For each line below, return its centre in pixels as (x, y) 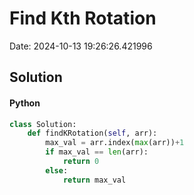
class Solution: (43, 124)
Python (25, 103)
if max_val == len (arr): (97, 152)
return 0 (81, 162)
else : (57, 170)
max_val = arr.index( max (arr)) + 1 (115, 143)
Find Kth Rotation (83, 18)
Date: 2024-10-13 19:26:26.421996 (81, 46)
